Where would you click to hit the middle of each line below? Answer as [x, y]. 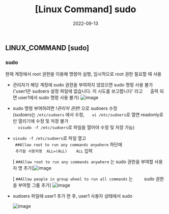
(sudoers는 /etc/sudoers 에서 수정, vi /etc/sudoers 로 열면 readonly [86, 115]
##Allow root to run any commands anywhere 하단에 [69, 145]
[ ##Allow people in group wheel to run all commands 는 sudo [83, 179]
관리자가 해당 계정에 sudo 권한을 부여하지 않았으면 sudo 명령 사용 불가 [83, 85]
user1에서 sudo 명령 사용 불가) [49, 98]
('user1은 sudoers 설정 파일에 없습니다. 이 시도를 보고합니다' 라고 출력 [86, 91]
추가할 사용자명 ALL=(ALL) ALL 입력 [54, 151]
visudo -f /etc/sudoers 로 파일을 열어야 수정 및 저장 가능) [76, 128]
